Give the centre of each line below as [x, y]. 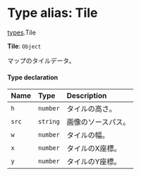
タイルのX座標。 [94, 149]
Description [87, 96]
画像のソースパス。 [98, 122]
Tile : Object [24, 46]
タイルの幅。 [88, 135]
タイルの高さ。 [91, 109]
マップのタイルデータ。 [41, 61]
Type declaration [33, 77]
